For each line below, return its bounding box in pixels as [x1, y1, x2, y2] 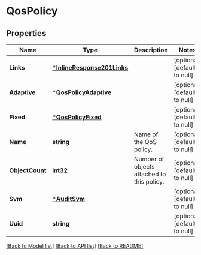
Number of [133, 155, 165, 163]
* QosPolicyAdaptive [51, 88, 112, 97]
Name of [133, 130, 159, 139]
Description [133, 46, 169, 54]
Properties [6, 28, 47, 38]
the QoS [133, 138, 157, 146]
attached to [133, 170, 166, 178]
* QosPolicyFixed [51, 113, 102, 121]
